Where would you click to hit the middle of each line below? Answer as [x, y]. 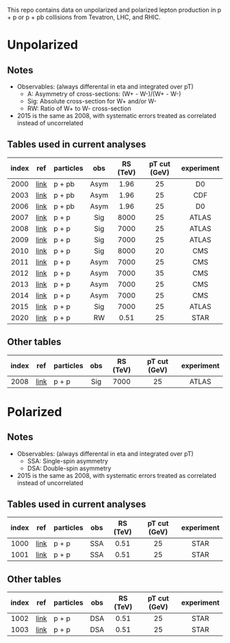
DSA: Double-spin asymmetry [69, 468]
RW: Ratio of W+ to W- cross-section [79, 108]
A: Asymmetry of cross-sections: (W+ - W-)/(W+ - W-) [104, 94]
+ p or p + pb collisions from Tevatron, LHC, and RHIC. [84, 17]
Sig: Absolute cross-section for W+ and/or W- [92, 101]
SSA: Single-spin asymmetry [67, 461]
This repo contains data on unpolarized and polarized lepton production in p [114, 10]
